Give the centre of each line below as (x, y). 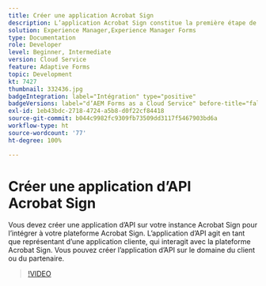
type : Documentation (42, 38)
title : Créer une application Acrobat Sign (81, 15)
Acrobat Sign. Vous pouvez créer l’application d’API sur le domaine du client (132, 250)
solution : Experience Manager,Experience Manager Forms (102, 30)
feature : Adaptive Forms (49, 67)
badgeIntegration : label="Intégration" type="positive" (102, 96)
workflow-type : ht (38, 126)
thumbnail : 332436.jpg (46, 89)
